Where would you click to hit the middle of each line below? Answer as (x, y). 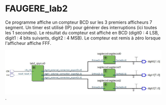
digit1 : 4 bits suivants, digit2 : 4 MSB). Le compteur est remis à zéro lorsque (83, 38)
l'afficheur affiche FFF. (28, 43)
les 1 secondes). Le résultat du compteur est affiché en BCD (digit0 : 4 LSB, (82, 33)
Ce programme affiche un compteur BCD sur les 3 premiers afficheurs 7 (79, 22)
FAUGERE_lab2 (36, 9)
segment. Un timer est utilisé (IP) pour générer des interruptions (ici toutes (81, 27)
